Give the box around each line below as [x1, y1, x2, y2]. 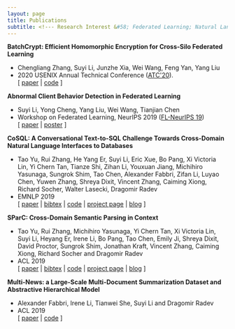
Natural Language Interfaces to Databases [7, 142, 134, 150]
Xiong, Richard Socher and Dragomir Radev [17, 250, 143, 258]
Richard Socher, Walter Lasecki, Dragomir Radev [17, 185, 158, 194]
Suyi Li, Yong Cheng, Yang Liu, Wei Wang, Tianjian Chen [17, 106, 180, 114]
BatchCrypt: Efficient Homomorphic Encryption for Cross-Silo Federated [7, 43, 223, 51]
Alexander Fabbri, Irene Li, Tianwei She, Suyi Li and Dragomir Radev [17, 299, 214, 307]
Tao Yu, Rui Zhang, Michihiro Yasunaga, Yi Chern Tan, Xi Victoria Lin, [17, 227, 216, 236]
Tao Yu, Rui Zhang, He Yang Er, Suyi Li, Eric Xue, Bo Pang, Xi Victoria [17, 155, 217, 163]
